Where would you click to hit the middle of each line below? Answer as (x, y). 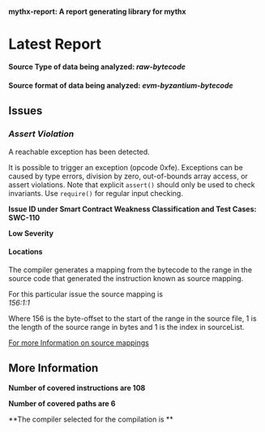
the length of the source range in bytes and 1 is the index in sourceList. (126, 327)
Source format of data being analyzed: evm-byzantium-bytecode (121, 85)
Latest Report (55, 44)
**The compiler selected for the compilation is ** (91, 419)
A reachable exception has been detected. (79, 152)
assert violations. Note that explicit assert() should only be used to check (132, 184)
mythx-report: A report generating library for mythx (97, 11)
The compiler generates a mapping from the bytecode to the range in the (130, 269)
